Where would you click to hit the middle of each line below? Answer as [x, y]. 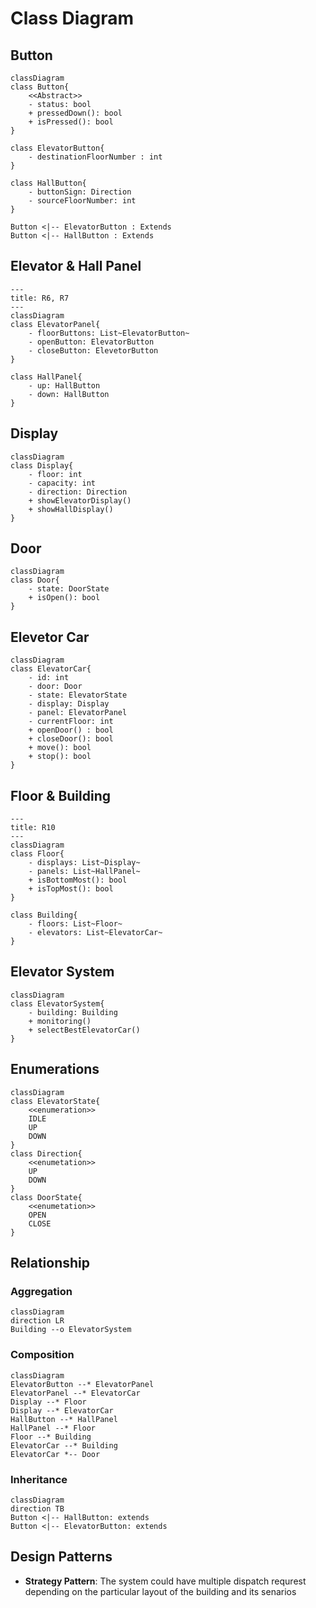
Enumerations [55, 1069]
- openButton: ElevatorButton [91, 342]
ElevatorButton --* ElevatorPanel [82, 1384]
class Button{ [40, 87]
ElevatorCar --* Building [64, 1445]
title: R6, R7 [40, 298]
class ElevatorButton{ [57, 148]
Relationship [50, 1263]
